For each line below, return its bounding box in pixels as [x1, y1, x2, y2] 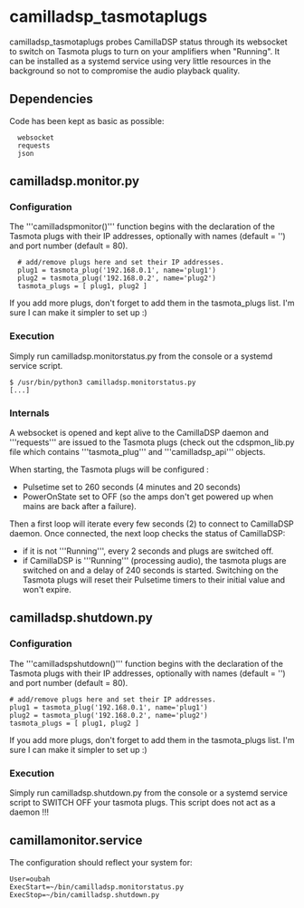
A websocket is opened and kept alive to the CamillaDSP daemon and [9, 428, 270, 439]
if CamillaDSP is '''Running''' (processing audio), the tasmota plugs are [22, 555, 287, 566]
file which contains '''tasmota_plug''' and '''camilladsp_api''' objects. [9, 447, 266, 458]
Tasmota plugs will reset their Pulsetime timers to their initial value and [22, 575, 286, 585]
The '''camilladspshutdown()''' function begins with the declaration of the [9, 658, 283, 669]
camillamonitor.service [9, 833, 143, 848]
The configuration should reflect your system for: [9, 856, 193, 867]
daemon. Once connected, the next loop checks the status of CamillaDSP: [9, 528, 286, 539]
